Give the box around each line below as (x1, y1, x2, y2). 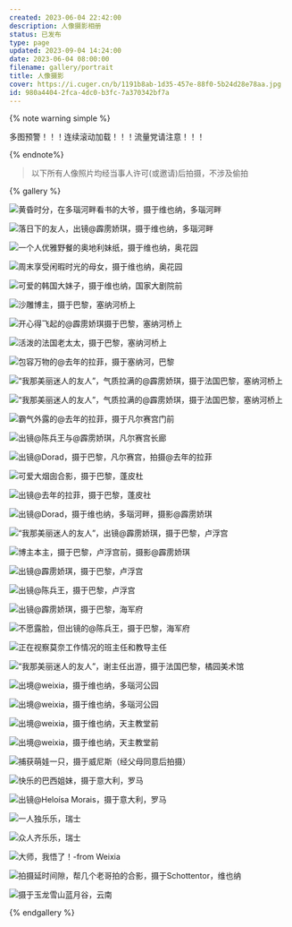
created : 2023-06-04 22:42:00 (9, 13, 122, 22)
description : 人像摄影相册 (9, 21, 102, 30)
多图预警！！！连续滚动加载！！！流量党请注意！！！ (9, 131, 205, 142)
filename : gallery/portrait (9, 64, 114, 73)
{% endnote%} (9, 149, 64, 159)
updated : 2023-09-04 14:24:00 (9, 47, 122, 56)
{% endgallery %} (9, 906, 76, 918)
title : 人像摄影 (9, 72, 64, 81)
